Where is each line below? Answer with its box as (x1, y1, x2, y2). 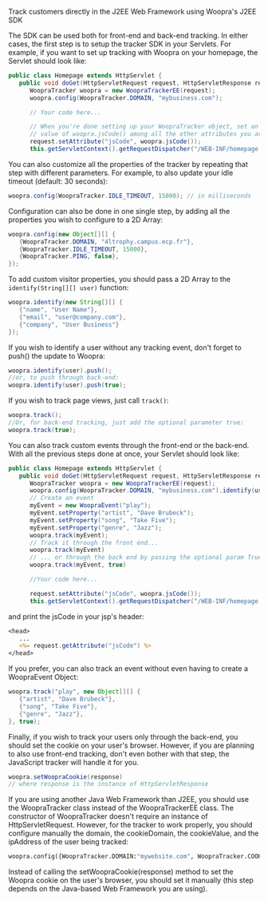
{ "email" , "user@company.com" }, (18, 313, 127, 321)
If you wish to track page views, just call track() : (8, 395, 169, 406)
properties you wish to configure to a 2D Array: (8, 215, 164, 224)
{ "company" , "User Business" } (18, 320, 120, 328)
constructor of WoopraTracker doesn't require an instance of (8, 812, 209, 821)
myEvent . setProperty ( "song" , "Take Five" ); (29, 516, 177, 524)
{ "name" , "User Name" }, (18, 306, 98, 314)
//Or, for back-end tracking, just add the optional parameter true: (8, 419, 245, 427)
